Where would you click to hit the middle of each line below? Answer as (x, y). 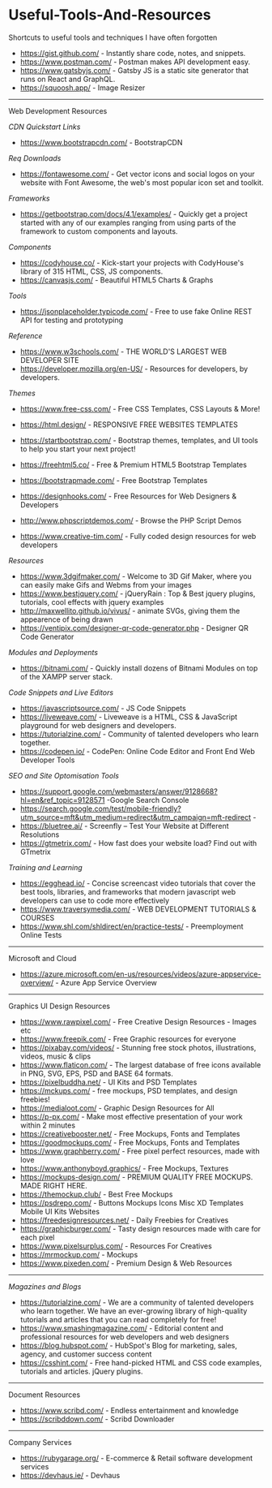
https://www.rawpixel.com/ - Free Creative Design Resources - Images (138, 1021)
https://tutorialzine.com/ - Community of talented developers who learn (139, 734)
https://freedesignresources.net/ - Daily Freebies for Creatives (124, 1220)
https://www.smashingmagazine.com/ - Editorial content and (122, 1328)
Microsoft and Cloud (42, 958)
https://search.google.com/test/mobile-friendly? (101, 809)
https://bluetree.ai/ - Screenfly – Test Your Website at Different (124, 826)
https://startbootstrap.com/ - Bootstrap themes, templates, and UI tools (139, 440)
